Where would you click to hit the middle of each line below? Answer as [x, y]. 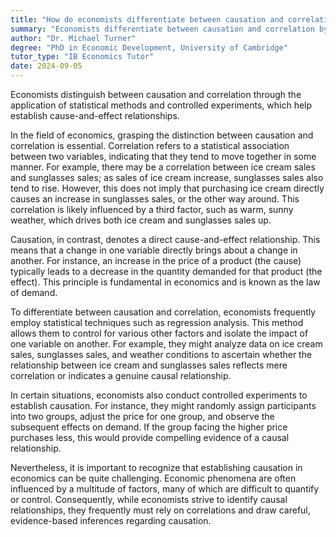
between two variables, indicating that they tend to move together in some [163, 156]
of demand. [34, 292]
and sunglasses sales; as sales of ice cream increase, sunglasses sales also [167, 177]
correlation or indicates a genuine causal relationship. [121, 375]
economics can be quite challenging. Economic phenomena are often [153, 478]
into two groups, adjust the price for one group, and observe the [142, 416]
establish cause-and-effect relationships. [95, 115]
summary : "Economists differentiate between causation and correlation [162, 29]
